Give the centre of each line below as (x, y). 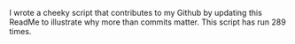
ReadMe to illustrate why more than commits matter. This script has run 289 (147, 22)
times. (20, 31)
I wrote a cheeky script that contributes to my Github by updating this (136, 13)
